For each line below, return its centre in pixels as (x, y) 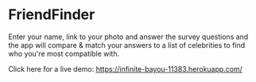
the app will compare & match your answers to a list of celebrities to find (127, 45)
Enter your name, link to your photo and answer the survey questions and (128, 37)
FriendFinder (52, 15)
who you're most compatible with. (64, 53)
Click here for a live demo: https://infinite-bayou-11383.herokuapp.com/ (125, 68)
